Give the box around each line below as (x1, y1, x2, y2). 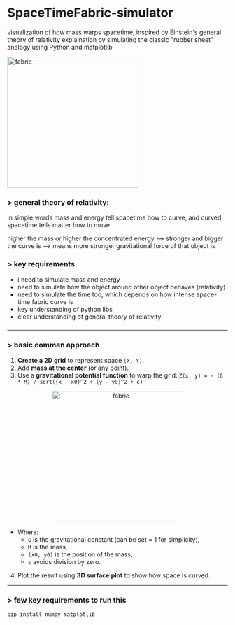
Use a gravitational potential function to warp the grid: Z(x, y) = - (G (17, 371, 223, 379)
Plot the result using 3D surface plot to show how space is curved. (17, 571, 211, 580)
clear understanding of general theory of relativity (17, 312, 162, 321)
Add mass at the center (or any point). (17, 364, 129, 372)
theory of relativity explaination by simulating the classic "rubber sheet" (7, 35, 214, 43)
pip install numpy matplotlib (7, 611, 96, 618)
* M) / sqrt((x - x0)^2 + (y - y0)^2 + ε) (17, 378, 143, 385)
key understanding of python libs (17, 305, 113, 313)
